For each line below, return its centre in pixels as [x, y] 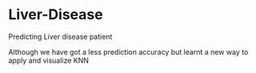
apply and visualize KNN [49, 60]
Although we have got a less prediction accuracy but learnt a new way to [128, 52]
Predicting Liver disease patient [60, 36]
